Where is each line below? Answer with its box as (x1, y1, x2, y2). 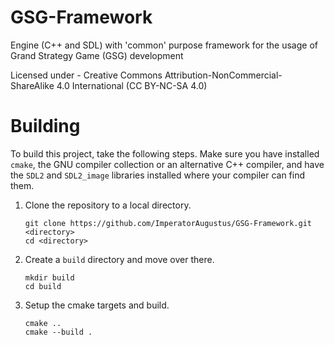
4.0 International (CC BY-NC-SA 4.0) (56, 79, 208, 91)
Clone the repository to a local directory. (24, 199, 192, 211)
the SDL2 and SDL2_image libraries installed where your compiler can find (10, 169, 306, 181)
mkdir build (24, 272, 75, 283)
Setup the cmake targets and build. (24, 299, 170, 311)
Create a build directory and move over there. (24, 253, 215, 265)
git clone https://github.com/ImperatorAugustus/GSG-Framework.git (24, 218, 312, 228)
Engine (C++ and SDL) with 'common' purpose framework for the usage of (10, 39, 318, 51)
